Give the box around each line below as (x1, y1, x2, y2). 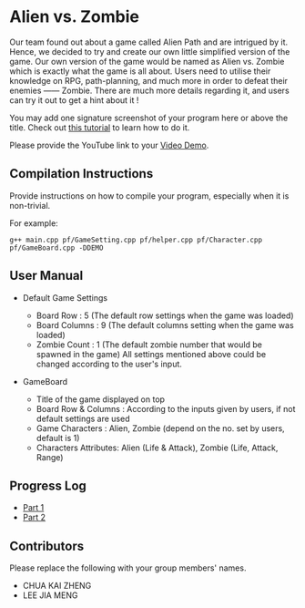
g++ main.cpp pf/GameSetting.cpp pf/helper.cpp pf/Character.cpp (9, 235, 262, 244)
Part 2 (22, 512, 46, 523)
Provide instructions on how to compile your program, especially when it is (9, 190, 290, 201)
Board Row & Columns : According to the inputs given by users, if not (36, 403, 296, 414)
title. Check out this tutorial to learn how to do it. (9, 121, 190, 133)
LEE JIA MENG (22, 590, 78, 601)
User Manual (9, 268, 84, 283)
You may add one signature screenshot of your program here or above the (9, 112, 289, 123)
